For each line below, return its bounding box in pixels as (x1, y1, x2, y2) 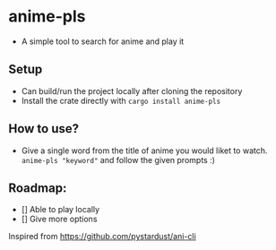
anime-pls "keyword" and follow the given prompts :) (21, 154, 216, 165)
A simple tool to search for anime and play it (21, 36, 185, 47)
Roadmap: (8, 180, 67, 195)
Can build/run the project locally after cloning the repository (21, 85, 243, 96)
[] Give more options (21, 213, 98, 225)
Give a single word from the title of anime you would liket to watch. (21, 145, 268, 156)
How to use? (8, 121, 80, 136)
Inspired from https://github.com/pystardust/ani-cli (8, 231, 196, 242)
